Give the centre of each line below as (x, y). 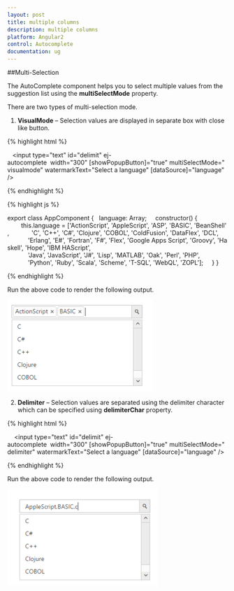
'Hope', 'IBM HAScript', (58, 248)
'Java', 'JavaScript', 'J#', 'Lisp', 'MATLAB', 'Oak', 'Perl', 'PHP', (114, 255)
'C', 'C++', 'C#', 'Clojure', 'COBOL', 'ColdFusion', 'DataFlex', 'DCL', (125, 233)
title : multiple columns (43, 22)
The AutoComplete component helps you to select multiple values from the (115, 86)
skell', (15, 248)
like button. (34, 128)
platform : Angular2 (36, 37)
